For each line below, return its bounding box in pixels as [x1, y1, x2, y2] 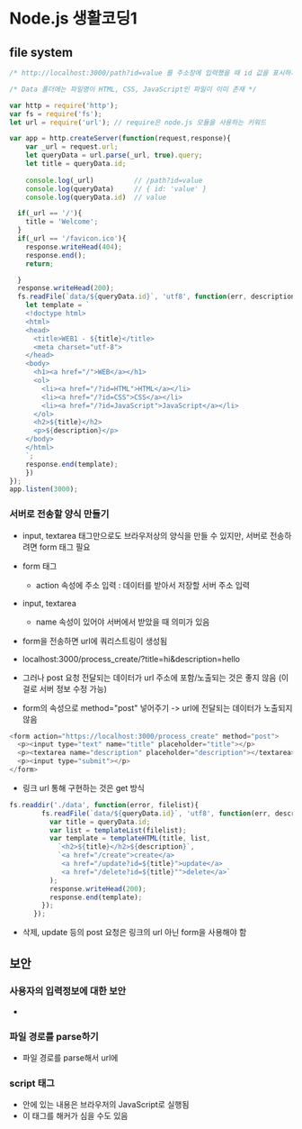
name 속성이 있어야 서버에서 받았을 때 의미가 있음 [35, 616, 210, 627]
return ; [25, 259, 54, 269]
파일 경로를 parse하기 [9, 1030, 99, 1043]
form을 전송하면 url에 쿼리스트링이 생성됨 [22, 635, 168, 646]
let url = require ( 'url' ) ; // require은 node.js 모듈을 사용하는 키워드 [9, 118, 267, 127]
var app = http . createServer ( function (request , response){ [9, 134, 231, 143]
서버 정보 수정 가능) [39, 683, 108, 694]
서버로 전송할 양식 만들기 [9, 508, 110, 521]
